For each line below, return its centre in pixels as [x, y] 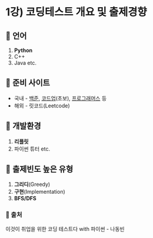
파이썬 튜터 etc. [32, 149]
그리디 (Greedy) [32, 184]
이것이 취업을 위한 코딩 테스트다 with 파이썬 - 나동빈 [65, 229]
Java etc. [25, 63]
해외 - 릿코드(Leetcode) [42, 105]
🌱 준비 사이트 [28, 83]
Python [23, 50]
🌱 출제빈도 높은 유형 [39, 169]
